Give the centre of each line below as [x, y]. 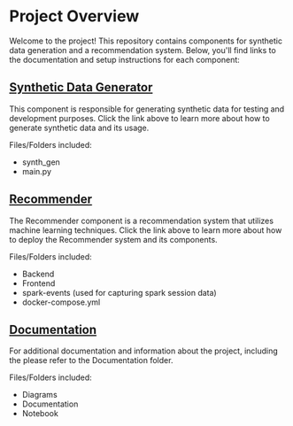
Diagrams [39, 395]
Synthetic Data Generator [81, 87]
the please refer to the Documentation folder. [91, 360]
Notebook [40, 414]
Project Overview [74, 16]
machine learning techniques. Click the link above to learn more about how [146, 230]
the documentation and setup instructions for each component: [125, 59]
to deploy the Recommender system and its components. [114, 239]
